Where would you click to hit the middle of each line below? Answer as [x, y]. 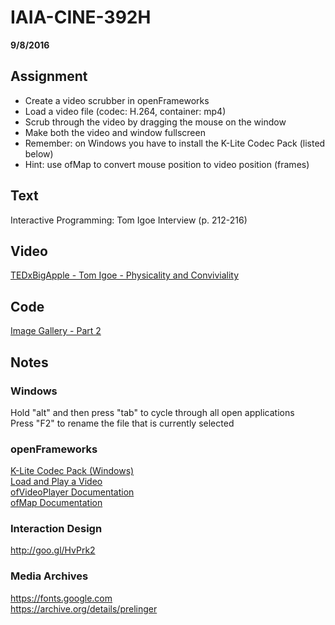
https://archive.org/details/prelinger [84, 608]
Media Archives [49, 576]
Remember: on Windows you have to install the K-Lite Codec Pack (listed [175, 143]
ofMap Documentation [56, 503]
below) [39, 153]
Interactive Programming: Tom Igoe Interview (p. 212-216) [129, 220]
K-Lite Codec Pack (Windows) [72, 471]
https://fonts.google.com [61, 598]
